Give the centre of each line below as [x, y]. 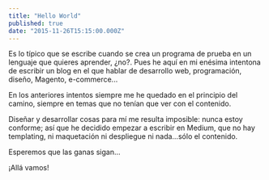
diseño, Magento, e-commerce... [63, 80]
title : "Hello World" [45, 16]
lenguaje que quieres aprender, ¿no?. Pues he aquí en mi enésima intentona [134, 62]
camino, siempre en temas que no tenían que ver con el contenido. [120, 104]
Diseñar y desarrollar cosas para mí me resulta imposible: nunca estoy [126, 119]
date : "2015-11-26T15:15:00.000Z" [67, 31]
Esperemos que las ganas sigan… [64, 152]
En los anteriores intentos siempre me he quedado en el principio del [123, 95]
